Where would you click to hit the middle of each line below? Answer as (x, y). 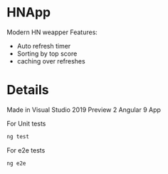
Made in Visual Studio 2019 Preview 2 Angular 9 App (84, 109)
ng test (18, 136)
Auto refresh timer (44, 46)
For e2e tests (26, 150)
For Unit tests (26, 123)
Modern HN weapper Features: (52, 32)
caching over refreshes (51, 61)
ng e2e (16, 163)
